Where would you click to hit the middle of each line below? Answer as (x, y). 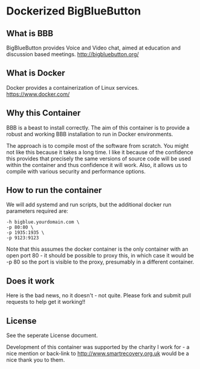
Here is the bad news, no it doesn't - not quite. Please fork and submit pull (99, 295)
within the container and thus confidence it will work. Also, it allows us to (97, 165)
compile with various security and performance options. (76, 171)
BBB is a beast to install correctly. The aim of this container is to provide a (98, 127)
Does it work (31, 281)
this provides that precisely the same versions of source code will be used (99, 159)
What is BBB (30, 33)
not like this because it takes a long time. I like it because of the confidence (100, 152)
